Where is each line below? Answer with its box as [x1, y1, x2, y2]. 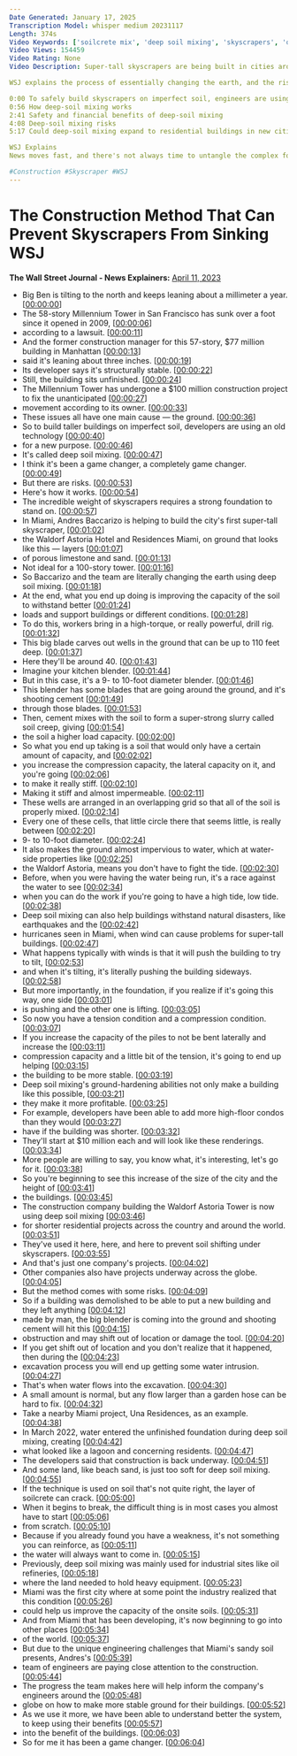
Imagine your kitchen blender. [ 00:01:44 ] [21, 665, 171, 676]
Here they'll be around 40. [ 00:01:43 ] [21, 656, 157, 666]
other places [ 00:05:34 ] [21, 1624, 110, 1635]
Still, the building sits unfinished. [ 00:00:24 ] [21, 373, 182, 385]
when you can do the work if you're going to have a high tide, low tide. [21, 891, 279, 901]
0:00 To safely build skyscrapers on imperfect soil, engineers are [9, 94, 267, 103]
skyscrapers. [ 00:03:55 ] [21, 1248, 110, 1259]
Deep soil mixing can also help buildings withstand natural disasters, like [21, 909, 286, 920]
